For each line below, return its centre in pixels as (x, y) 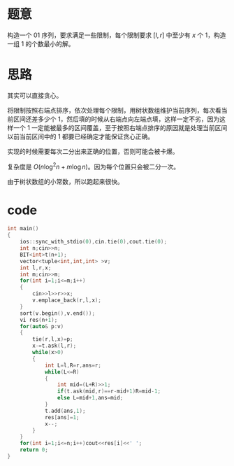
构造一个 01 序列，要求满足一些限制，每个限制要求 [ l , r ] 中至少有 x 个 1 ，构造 (117, 35)
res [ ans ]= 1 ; (62, 417)
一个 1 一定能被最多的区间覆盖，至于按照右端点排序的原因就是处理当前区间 (120, 127)
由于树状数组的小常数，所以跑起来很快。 (65, 181)
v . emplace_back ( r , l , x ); (67, 301)
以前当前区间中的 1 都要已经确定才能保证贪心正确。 (81, 136)
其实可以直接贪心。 (35, 95)
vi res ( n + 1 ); (39, 320)
